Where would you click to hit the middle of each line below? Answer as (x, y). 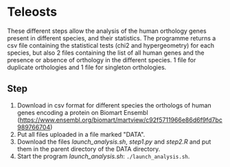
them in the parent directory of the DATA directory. (89, 149)
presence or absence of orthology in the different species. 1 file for (102, 60)
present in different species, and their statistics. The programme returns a (112, 38)
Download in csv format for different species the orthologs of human (114, 105)
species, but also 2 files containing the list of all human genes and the (106, 53)
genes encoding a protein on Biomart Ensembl (83, 112)
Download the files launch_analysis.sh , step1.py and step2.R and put (114, 142)
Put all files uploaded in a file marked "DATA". (81, 134)
